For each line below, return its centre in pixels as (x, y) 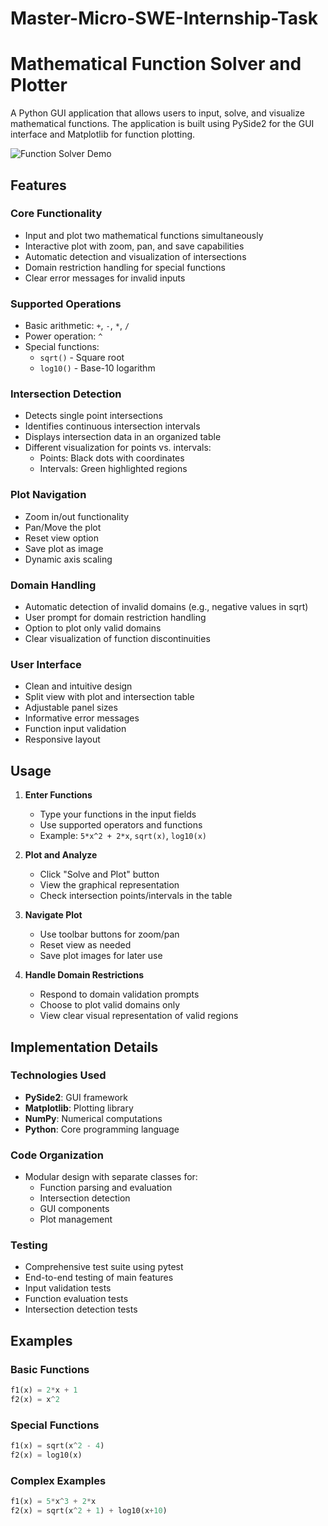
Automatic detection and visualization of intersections (135, 256)
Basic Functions (50, 1369)
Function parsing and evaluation (106, 1188)
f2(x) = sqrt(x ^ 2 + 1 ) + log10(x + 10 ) (89, 1511)
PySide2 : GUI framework (76, 1097)
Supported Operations (66, 304)
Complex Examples (58, 1480)
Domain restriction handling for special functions (125, 267)
